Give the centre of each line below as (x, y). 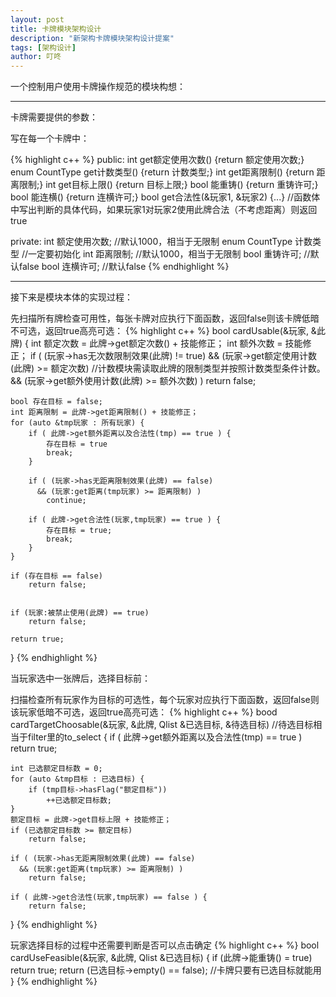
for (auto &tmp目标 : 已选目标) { (77, 779)
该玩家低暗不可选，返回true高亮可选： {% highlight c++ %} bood (144, 712)
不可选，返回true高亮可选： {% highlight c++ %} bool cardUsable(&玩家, (159, 331)
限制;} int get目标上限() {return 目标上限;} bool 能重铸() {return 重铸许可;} (168, 185)
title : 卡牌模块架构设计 (56, 29)
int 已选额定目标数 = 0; (56, 769)
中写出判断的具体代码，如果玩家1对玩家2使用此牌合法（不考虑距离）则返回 (164, 210)
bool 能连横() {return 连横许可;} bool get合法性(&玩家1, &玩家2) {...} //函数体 (165, 197)
